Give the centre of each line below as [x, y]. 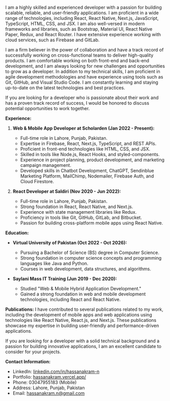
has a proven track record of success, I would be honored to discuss [77, 103]
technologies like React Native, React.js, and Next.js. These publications [81, 320]
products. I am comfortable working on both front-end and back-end [77, 60]
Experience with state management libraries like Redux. [78, 212]
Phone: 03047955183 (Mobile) [45, 382]
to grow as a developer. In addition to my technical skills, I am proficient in [83, 71]
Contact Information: [28, 361]
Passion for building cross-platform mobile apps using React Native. [92, 223]
